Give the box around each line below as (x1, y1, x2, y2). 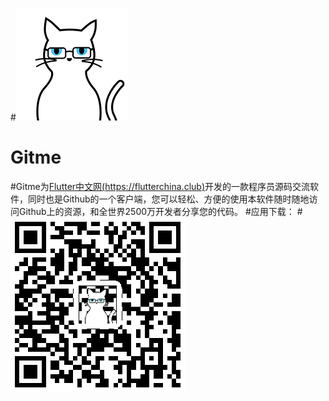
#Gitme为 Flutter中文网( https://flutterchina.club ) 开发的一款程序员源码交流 (10, 180, 310, 192)
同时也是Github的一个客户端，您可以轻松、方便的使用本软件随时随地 (27, 193, 310, 205)
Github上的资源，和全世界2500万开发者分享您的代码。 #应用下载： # (18, 205, 303, 217)
